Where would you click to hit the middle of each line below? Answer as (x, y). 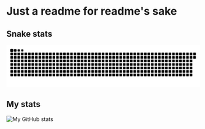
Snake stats (29, 34)
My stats (24, 104)
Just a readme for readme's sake (92, 11)
